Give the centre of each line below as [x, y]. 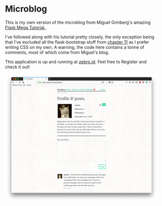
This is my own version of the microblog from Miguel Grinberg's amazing [78, 22]
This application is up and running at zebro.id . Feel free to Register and [76, 62]
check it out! [17, 67]
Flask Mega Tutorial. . [26, 27]
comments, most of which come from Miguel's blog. [57, 52]
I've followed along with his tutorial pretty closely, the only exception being [80, 37]
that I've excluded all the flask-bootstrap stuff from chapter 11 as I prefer [77, 42]
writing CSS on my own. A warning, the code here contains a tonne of [75, 47]
